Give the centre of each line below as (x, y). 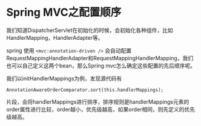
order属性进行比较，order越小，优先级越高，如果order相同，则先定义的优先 (101, 109)
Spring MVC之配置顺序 (64, 12)
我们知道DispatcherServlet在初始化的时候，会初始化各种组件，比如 (90, 30)
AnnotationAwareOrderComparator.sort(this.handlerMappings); (85, 90)
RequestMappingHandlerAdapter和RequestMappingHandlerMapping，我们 (100, 58)
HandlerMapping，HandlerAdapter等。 (55, 37)
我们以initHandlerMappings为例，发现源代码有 (64, 78)
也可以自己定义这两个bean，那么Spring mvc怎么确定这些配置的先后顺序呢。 (101, 65)
